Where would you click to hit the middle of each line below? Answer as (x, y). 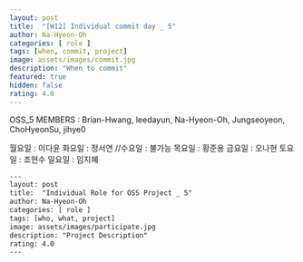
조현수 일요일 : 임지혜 (61, 159)
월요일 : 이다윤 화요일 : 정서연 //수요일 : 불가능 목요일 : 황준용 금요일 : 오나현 (143, 148)
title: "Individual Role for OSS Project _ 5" (101, 193)
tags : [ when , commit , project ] (68, 52)
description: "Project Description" (78, 235)
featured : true (38, 77)
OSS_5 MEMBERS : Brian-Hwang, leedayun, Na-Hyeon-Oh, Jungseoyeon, (147, 120)
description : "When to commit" (68, 69)
